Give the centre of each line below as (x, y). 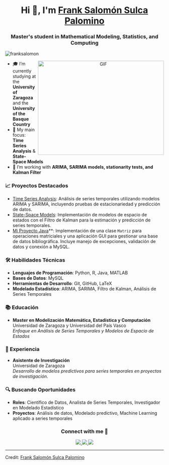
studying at (24, 76)
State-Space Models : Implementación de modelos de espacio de (80, 214)
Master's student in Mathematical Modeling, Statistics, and (84, 37)
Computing (84, 43)
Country (21, 125)
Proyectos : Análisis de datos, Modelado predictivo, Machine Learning (85, 413)
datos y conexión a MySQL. (41, 247)
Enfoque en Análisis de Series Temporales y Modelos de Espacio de (83, 331)
